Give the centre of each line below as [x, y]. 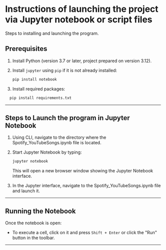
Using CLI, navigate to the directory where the [59, 137]
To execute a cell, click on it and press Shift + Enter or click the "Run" [84, 232]
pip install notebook [34, 79]
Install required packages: [39, 89]
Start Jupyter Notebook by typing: [47, 152]
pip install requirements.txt [41, 98]
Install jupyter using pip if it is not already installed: [65, 70]
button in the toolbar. [34, 238]
